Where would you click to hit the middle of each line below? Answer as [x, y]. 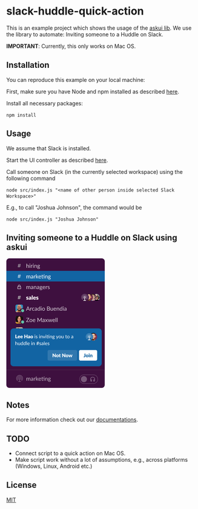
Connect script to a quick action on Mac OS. [70, 453]
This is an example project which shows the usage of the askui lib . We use [99, 28]
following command [31, 178]
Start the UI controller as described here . [57, 160]
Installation [28, 65]
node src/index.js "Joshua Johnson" [52, 219]
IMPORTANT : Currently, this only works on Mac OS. [71, 46]
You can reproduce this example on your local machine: [76, 79]
